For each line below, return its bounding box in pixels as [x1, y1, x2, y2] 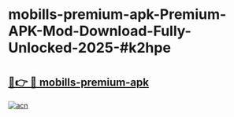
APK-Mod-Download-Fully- [8, 22, 191, 40]
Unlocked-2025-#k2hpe [8, 39, 172, 57]
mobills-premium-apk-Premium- [8, 5, 227, 24]
